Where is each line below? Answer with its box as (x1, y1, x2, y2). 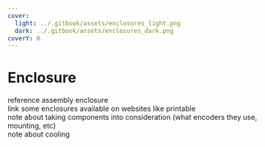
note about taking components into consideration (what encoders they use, (7, 112, 258, 122)
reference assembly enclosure (7, 96, 109, 105)
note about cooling (7, 129, 70, 139)
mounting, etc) (7, 121, 56, 131)
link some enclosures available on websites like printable (7, 104, 197, 113)
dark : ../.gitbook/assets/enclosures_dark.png (14, 27, 174, 35)
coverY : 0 (7, 34, 41, 43)
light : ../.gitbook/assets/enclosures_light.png (14, 19, 181, 27)
